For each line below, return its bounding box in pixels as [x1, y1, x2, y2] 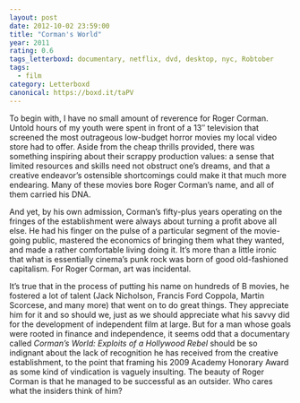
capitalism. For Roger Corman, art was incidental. [9, 263, 192, 274]
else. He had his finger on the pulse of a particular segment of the [9, 225, 253, 236]
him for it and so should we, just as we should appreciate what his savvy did [9, 309, 290, 320]
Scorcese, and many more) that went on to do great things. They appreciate [9, 299, 289, 310]
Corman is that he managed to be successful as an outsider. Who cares [9, 375, 273, 386]
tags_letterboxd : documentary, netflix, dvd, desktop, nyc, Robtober [9, 55, 275, 64]
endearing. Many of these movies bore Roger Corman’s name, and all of [9, 179, 275, 190]
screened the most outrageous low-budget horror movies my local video [9, 132, 278, 142]
